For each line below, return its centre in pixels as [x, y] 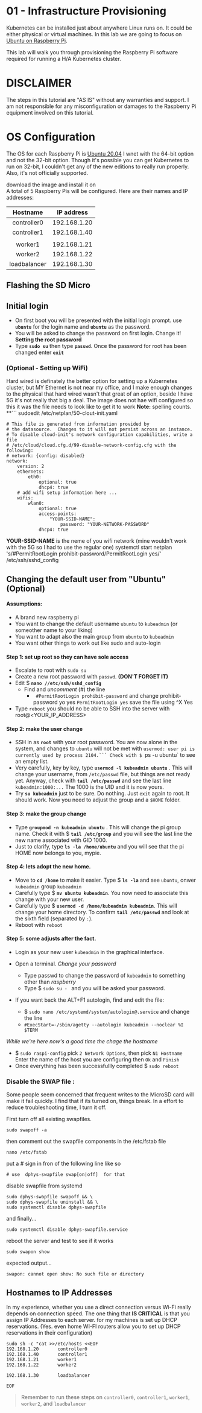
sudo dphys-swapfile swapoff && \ [50, 1197]
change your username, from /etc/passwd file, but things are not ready [103, 774]
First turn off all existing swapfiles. [49, 1119]
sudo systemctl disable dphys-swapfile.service [67, 1230]
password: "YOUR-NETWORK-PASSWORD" [105, 525]
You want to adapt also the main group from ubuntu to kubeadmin [94, 636]
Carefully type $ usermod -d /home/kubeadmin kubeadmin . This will [96, 905]
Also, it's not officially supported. [47, 172]
